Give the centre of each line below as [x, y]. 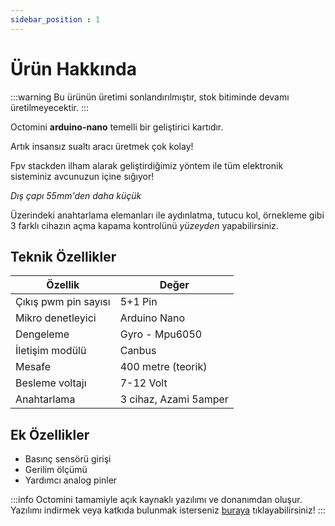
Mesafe [33, 367]
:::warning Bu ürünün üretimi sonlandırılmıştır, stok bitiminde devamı [150, 97]
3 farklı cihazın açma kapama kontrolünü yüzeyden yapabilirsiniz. [144, 225]
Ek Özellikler [50, 434]
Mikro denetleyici [56, 318]
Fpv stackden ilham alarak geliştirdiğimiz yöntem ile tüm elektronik [147, 165]
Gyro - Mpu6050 [161, 334]
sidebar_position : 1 [55, 19]
